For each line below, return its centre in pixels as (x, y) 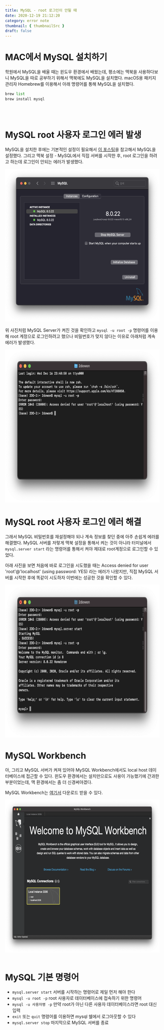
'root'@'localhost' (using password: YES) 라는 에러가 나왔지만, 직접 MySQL (79, 571)
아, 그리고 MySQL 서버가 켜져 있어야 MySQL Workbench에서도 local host (76, 770)
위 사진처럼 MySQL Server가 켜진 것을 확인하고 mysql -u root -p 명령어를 (77, 330)
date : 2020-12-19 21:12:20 (33, 15)
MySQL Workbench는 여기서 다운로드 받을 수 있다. (54, 792)
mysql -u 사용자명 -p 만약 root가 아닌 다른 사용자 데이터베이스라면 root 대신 (84, 1004)
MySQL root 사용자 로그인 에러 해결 (73, 522)
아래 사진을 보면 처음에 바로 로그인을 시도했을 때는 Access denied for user (77, 565)
